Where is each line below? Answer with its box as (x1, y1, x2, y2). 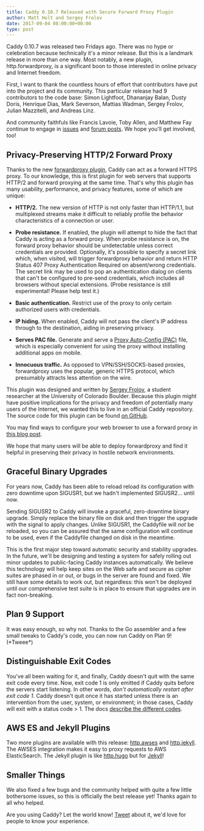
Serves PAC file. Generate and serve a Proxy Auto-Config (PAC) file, (15, 336, 188, 343)
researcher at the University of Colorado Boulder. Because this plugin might (6, 393, 197, 400)
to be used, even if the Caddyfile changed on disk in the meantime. (6, 534, 175, 541)
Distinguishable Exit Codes (6, 656, 111, 667)
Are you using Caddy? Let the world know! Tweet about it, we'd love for (6, 811, 186, 819)
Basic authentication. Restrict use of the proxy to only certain (15, 299, 172, 307)
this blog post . (6, 431, 43, 438)
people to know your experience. (6, 818, 90, 825)
